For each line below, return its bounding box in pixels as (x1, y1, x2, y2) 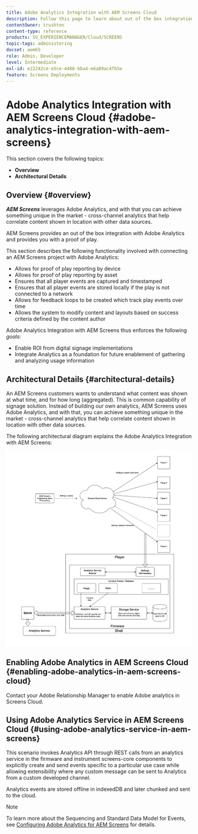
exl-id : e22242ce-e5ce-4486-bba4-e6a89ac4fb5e (6, 66, 123, 71)
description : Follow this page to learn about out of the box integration (6, 15, 194, 22)
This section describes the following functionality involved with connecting (6, 247, 188, 255)
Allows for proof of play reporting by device (14, 265, 121, 272)
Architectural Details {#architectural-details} (6, 374, 175, 384)
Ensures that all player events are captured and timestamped (14, 278, 163, 285)
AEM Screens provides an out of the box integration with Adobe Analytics (6, 230, 184, 237)
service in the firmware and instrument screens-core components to (6, 755, 173, 763)
